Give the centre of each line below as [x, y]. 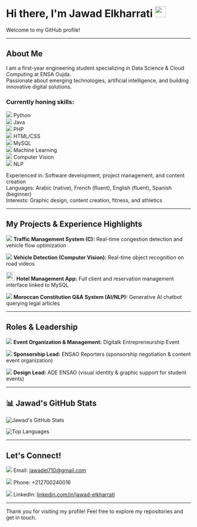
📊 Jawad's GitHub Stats [51, 404]
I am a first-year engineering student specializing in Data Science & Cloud [95, 68]
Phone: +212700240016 [42, 482]
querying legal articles [33, 303]
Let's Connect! [34, 455]
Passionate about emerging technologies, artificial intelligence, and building [98, 80]
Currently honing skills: [40, 101]
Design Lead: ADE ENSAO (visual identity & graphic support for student [100, 372]
